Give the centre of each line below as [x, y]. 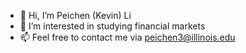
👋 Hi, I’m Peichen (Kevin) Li [75, 15]
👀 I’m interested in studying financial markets [112, 26]
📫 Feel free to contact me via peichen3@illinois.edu [127, 37]
